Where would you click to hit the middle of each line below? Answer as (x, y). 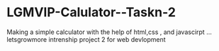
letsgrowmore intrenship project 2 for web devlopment (86, 39)
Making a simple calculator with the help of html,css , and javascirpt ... (109, 32)
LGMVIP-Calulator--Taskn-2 (91, 12)
